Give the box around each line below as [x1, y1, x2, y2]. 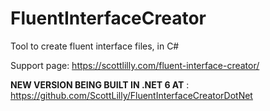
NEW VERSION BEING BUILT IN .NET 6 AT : [10, 78, 190, 91]
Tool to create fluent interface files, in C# [10, 40, 180, 52]
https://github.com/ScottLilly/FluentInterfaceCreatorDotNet [10, 89, 253, 101]
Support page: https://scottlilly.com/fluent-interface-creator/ [10, 59, 260, 71]
